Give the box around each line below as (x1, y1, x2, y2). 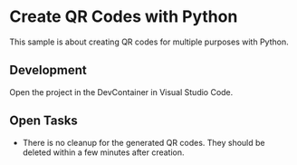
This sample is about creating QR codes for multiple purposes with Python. (9, 36, 289, 47)
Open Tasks (9, 113, 79, 129)
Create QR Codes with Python (9, 6, 238, 27)
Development (9, 63, 88, 78)
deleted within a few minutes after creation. (22, 147, 185, 158)
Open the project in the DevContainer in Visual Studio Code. (9, 86, 234, 97)
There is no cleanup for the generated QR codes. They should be (22, 137, 265, 148)
